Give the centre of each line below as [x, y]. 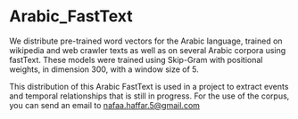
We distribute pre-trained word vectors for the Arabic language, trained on [146, 41]
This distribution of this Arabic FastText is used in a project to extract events [149, 86]
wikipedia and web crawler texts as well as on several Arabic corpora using [148, 50]
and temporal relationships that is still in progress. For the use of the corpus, [149, 96]
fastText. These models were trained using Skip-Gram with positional [136, 59]
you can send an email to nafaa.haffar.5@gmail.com [105, 105]
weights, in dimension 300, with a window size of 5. [104, 69]
